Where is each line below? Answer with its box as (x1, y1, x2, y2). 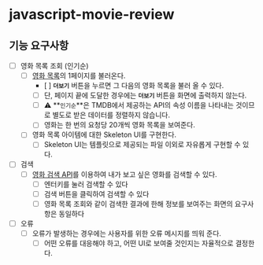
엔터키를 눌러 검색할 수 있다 (43, 179, 128, 189)
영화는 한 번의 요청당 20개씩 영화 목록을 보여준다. (43, 120, 195, 130)
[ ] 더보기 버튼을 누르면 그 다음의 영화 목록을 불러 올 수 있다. (43, 81, 224, 90)
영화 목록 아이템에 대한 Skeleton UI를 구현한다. (31, 130, 176, 139)
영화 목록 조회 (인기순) (20, 61, 89, 70)
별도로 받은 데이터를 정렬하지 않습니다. (52, 110, 170, 120)
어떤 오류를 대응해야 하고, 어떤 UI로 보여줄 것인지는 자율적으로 (43, 238, 234, 248)
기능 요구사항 (9, 39, 69, 52)
